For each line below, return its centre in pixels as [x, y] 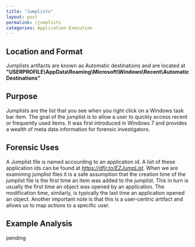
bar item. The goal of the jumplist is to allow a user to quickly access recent [97, 116]
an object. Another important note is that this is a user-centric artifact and [95, 199]
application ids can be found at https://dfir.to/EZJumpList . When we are [92, 168]
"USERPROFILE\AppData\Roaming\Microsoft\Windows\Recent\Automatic [98, 72]
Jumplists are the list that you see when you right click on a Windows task [95, 110]
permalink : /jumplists [34, 22]
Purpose [22, 96]
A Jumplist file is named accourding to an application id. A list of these [91, 162]
